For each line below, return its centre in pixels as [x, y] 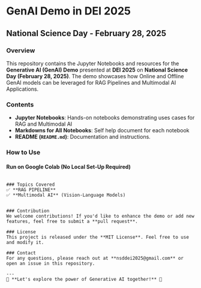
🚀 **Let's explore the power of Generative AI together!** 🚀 [84, 280]
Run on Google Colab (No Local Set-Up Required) [68, 167]
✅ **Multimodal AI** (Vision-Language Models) [66, 195]
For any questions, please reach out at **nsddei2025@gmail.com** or [95, 259]
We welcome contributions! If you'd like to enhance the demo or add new [100, 216]
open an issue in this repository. [51, 264]
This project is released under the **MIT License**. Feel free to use [97, 237]
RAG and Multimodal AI [43, 124]
